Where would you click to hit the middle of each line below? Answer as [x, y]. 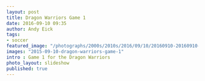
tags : [13, 35]
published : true [27, 69]
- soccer [17, 40]
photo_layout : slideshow [38, 63]
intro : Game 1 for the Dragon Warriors [59, 57]
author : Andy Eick [30, 29]
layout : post [23, 12]
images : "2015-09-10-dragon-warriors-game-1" [65, 52]
